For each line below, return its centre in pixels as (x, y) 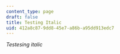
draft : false (22, 17)
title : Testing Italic (34, 22)
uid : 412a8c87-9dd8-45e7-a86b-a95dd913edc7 (60, 28)
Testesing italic (24, 45)
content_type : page (30, 11)
